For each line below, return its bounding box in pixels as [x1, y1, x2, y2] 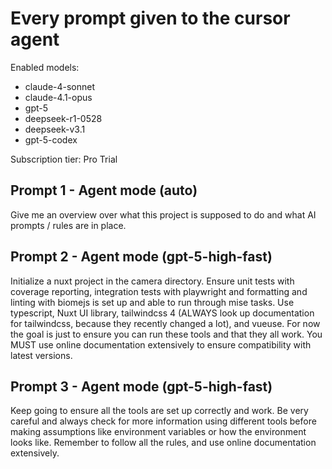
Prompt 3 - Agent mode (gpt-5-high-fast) [10, 378, 273, 395]
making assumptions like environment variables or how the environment [10, 426, 307, 438]
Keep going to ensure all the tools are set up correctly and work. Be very [10, 405, 309, 417]
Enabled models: [10, 61, 80, 73]
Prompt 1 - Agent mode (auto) [10, 182, 198, 199]
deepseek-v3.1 [24, 123, 86, 135]
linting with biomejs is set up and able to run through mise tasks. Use [10, 296, 295, 308]
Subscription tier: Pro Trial [10, 153, 118, 165]
